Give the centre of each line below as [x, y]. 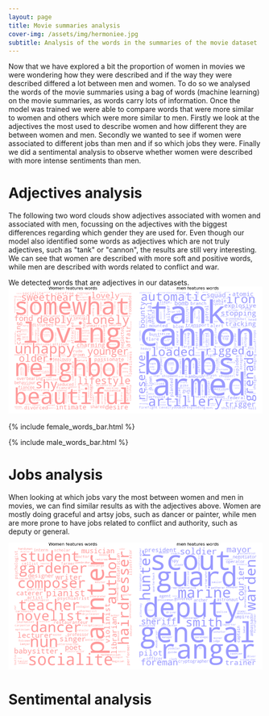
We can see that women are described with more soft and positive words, [130, 259]
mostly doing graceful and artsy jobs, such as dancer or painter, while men [132, 514]
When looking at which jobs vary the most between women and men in [126, 497]
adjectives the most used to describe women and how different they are [128, 127]
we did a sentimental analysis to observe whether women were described [130, 152]
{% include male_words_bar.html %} [68, 443]
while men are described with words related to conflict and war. [114, 267]
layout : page [30, 17]
